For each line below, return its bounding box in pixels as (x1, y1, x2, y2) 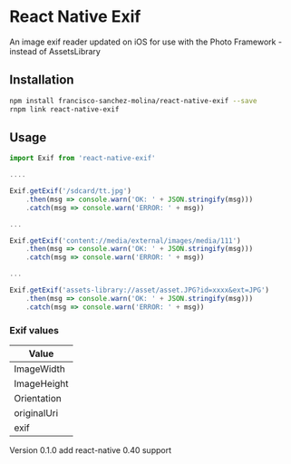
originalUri (14, 406, 59, 419)
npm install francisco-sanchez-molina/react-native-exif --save (9, 96, 257, 105)
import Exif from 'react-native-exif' (9, 154, 156, 163)
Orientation (14, 391, 62, 404)
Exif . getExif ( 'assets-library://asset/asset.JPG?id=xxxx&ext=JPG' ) (9, 285, 270, 295)
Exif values (9, 324, 59, 336)
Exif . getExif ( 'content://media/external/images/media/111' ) (9, 236, 242, 246)
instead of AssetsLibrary (9, 45, 102, 56)
